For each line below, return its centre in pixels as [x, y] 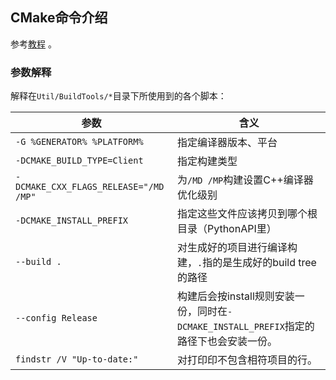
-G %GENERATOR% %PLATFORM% [79, 142]
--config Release [56, 318]
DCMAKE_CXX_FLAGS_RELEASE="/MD [90, 187]
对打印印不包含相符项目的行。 [247, 360]
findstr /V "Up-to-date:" [77, 359]
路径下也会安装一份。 [227, 341]
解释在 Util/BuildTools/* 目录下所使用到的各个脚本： [118, 96]
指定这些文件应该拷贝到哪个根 [247, 214]
